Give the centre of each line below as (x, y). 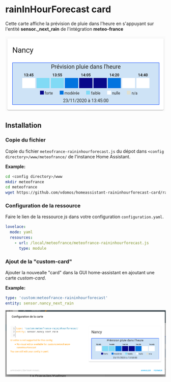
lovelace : (16, 227)
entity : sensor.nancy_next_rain (39, 303)
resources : (21, 238)
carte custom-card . (26, 278)
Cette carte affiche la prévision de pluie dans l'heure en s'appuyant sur (80, 23)
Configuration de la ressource (43, 206)
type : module (33, 248)
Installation (23, 125)
